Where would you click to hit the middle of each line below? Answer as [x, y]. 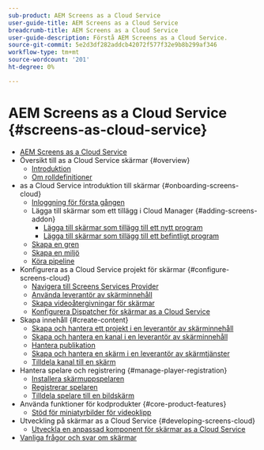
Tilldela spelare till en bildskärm [83, 395]
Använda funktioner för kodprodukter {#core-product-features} [123, 403]
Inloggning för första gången [78, 202]
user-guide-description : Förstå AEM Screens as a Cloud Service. [118, 38]
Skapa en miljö [55, 252]
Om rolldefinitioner [62, 177]
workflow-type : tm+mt [44, 52]
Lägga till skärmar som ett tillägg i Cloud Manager [112, 210]
